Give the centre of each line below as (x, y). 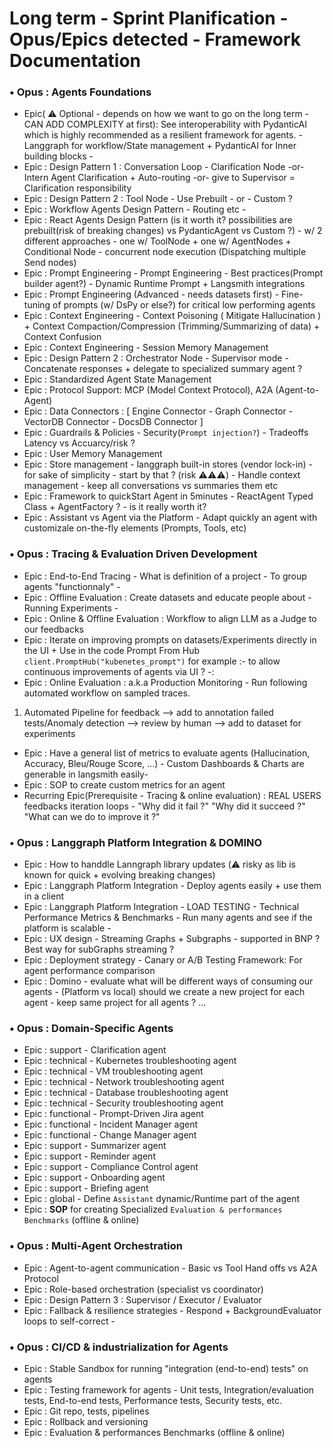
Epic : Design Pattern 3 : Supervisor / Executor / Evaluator (142, 1299)
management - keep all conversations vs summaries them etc (151, 486)
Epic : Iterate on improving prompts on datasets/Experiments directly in (170, 639)
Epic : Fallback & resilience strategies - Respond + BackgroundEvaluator (172, 1310)
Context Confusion (62, 337)
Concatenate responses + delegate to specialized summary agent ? (163, 369)
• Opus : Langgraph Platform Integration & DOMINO (136, 842)
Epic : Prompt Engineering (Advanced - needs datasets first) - (151, 294)
